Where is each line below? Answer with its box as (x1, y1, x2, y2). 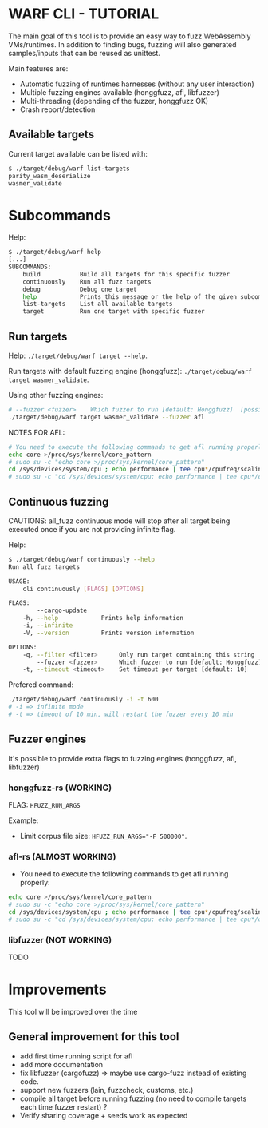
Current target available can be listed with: (8, 149, 148, 158)
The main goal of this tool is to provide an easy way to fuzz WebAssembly (8, 31, 251, 41)
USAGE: (8, 577, 30, 586)
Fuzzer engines (8, 733, 87, 746)
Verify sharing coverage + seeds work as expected (19, 1110, 188, 1120)
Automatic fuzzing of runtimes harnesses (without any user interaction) (19, 79, 255, 89)
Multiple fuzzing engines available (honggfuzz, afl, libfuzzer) (19, 87, 219, 97)
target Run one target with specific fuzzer (22, 308, 205, 316)
